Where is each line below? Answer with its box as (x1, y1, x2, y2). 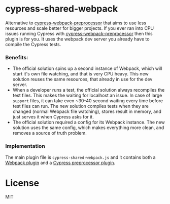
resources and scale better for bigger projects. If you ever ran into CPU (5, 25, 154, 31)
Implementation (5, 143, 46, 150)
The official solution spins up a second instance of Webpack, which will (12, 65, 162, 71)
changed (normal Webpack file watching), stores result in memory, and (12, 108, 161, 114)
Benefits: (5, 54, 29, 61)
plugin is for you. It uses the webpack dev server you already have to (5, 36, 150, 42)
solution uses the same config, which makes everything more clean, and (12, 125, 164, 131)
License (5, 177, 40, 189)
